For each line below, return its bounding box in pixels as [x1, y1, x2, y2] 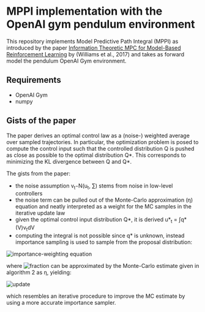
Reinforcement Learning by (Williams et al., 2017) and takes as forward [6, 50, 185, 58]
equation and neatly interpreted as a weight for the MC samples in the [15, 203, 192, 210]
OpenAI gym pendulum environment [6, 17, 195, 31]
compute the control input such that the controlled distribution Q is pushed [6, 145, 195, 152]
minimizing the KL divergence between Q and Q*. [6, 158, 132, 165]
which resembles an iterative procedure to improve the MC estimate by [6, 292, 185, 300]
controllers [15, 190, 43, 197]
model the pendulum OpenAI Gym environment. [6, 57, 127, 64]
